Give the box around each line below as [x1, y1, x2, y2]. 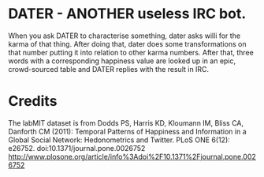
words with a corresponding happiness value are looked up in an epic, [8, 56, 236, 66]
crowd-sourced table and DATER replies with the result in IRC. [8, 64, 210, 73]
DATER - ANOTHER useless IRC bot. [8, 5, 247, 23]
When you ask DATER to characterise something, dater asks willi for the [8, 31, 241, 40]
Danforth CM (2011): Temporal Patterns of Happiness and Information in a [8, 126, 247, 136]
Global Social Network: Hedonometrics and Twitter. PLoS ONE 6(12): [8, 135, 230, 145]
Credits [8, 92, 58, 111]
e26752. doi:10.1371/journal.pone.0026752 [8, 143, 146, 153]
